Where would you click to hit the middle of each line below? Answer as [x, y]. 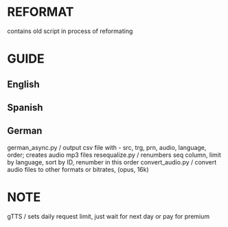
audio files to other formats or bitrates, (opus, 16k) [78, 169]
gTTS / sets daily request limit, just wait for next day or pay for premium [109, 216]
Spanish [25, 107]
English [23, 84]
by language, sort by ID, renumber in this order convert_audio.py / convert [112, 162]
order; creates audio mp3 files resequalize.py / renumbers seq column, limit [114, 155]
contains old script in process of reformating [70, 31]
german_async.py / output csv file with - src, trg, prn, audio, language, [107, 147]
